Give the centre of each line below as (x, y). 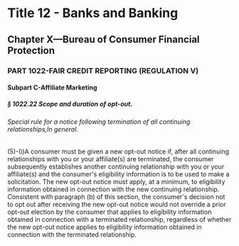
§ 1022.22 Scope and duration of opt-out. (70, 104)
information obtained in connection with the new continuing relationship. (113, 189)
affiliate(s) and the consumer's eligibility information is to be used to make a (118, 174)
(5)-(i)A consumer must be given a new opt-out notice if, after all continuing (118, 151)
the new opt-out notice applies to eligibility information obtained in (105, 227)
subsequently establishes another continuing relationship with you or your (116, 166)
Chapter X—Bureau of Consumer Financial (104, 39)
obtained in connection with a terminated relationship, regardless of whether (119, 219)
